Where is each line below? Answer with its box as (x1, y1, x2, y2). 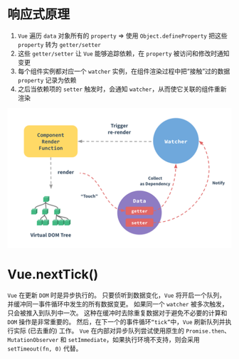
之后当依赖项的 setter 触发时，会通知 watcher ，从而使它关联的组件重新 (17, 85, 227, 93)
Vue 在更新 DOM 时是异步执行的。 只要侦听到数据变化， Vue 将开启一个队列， (7, 291, 226, 299)
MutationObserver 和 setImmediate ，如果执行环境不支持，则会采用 (7, 335, 201, 343)
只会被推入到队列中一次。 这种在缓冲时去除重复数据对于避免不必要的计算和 (7, 309, 228, 317)
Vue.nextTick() (7, 267, 98, 283)
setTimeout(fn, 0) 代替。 (7, 344, 83, 353)
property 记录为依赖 (17, 75, 77, 84)
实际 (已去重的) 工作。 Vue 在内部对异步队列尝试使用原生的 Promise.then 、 (13, 326, 231, 335)
